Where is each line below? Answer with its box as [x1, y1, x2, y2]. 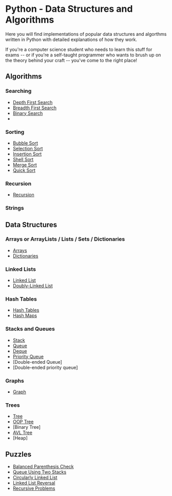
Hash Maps [12, 312, 37, 319]
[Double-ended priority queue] [12, 364, 78, 370]
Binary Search [12, 110, 43, 116]
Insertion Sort [12, 151, 42, 157]
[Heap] [12, 435, 28, 441]
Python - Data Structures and [5, 3, 133, 15]
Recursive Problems [12, 485, 55, 491]
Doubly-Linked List [12, 283, 53, 289]
